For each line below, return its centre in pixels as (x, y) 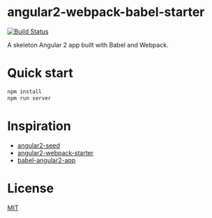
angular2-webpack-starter (55, 153)
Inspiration (39, 126)
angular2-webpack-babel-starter (106, 12)
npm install (24, 91)
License (31, 188)
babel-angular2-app (46, 160)
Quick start (40, 73)
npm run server (29, 98)
